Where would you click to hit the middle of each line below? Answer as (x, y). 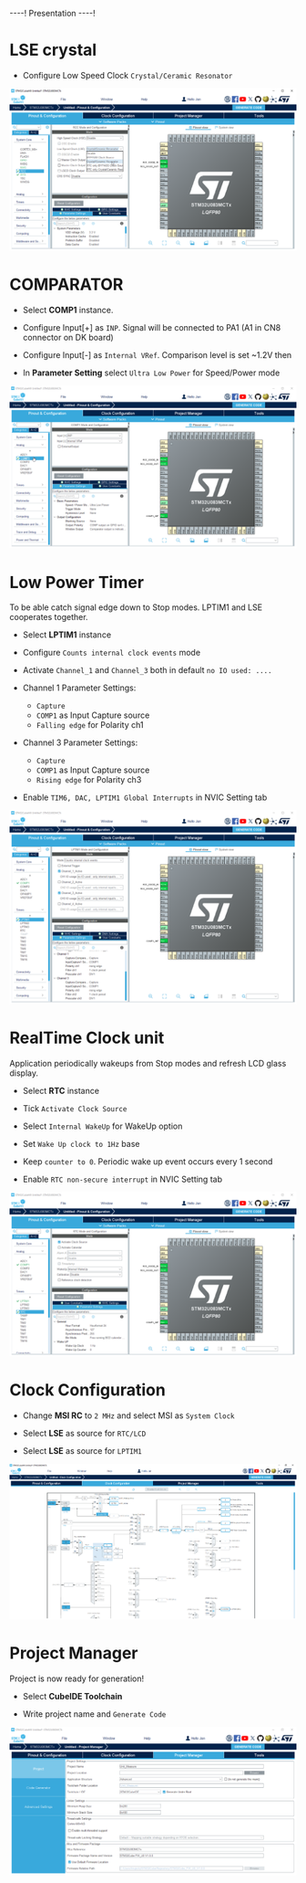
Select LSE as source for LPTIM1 (82, 1451)
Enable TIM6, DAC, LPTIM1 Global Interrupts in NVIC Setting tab (145, 797)
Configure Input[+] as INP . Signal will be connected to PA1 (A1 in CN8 (152, 327)
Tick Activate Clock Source (75, 1108)
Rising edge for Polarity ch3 (89, 780)
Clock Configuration (87, 1390)
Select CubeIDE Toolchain (72, 1696)
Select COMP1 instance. (68, 310)
